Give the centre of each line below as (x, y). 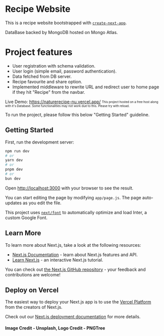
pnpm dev (14, 169)
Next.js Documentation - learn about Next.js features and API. (75, 255)
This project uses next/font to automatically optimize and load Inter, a (76, 212)
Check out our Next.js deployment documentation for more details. (73, 317)
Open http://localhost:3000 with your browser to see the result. (69, 188)
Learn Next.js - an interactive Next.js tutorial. (58, 260)
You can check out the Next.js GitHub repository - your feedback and (76, 269)
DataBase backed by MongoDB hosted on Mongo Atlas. (62, 32)
